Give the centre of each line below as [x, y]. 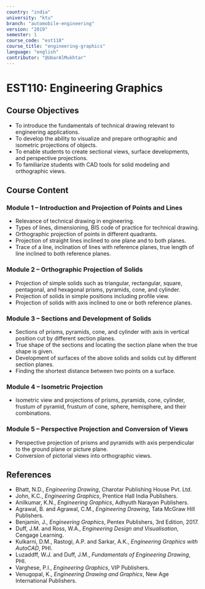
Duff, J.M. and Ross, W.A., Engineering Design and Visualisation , [97, 529]
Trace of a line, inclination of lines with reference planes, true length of [105, 247]
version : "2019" [27, 29]
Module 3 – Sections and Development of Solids [79, 318]
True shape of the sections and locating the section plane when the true [106, 345]
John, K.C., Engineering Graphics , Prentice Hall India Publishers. [96, 496]
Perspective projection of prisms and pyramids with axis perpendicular [105, 442]
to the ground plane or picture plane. [62, 449]
